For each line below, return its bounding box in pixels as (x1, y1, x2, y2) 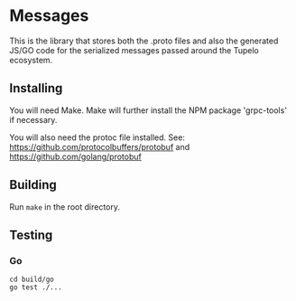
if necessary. (9, 114, 58, 125)
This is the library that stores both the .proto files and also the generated (9, 35, 279, 46)
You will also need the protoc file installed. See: (9, 132, 185, 143)
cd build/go (9, 275, 54, 285)
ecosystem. (9, 54, 53, 65)
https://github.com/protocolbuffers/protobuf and (9, 141, 190, 152)
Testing (9, 227, 53, 242)
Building (9, 177, 57, 193)
